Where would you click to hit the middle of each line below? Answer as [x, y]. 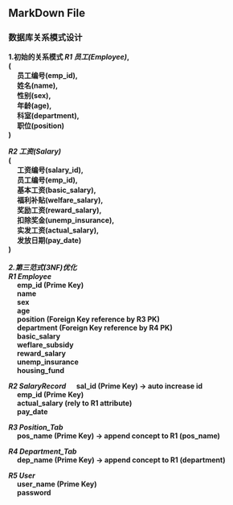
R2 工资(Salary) [35, 151]
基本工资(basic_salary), [57, 190]
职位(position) [41, 125]
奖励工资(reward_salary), [59, 210]
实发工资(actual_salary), [58, 230]
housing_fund [41, 370]
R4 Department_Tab [43, 451]
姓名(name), [38, 85]
